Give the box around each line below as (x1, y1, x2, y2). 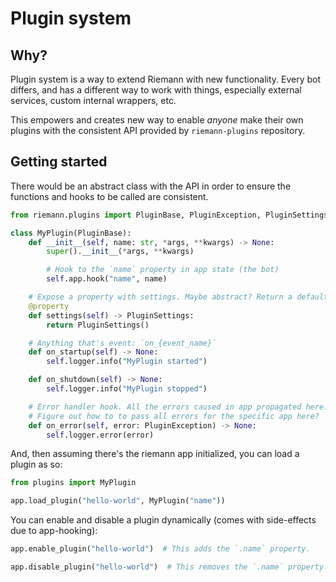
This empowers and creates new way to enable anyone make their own (10, 114, 304, 126)
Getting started (10, 153, 108, 171)
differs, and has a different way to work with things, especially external (10, 84, 302, 96)
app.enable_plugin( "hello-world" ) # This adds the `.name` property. (10, 544, 311, 554)
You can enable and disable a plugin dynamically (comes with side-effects (10, 514, 317, 526)
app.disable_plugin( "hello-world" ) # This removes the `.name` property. (10, 562, 329, 572)
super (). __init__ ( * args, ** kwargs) (46, 247, 195, 257)
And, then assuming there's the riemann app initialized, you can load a (10, 448, 300, 460)
